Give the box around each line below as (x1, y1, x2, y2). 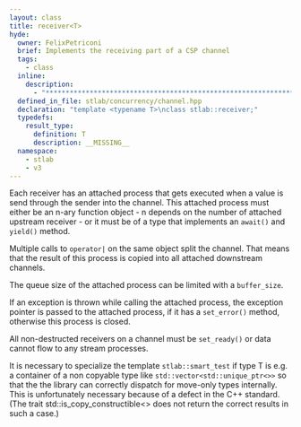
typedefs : (17, 113, 54, 122)
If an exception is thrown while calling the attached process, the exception (9, 297, 284, 308)
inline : (17, 72, 47, 81)
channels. (9, 262, 46, 274)
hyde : (9, 30, 30, 39)
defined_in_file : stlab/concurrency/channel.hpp (17, 96, 202, 106)
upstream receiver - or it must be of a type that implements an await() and (9, 216, 285, 227)
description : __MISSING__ (32, 138, 130, 147)
